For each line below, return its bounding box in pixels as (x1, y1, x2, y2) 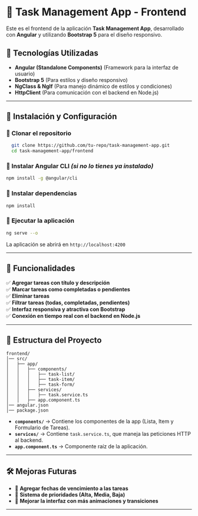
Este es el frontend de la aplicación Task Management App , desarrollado (6, 25, 184, 32)
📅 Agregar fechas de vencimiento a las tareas (14, 485, 128, 492)
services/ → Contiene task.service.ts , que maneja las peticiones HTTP (14, 430, 192, 438)
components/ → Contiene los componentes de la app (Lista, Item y (14, 418, 174, 425)
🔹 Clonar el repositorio (6, 129, 72, 137)
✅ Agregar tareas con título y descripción (6, 279, 110, 286)
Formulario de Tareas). (14, 424, 70, 431)
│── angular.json (6, 402, 49, 409)
